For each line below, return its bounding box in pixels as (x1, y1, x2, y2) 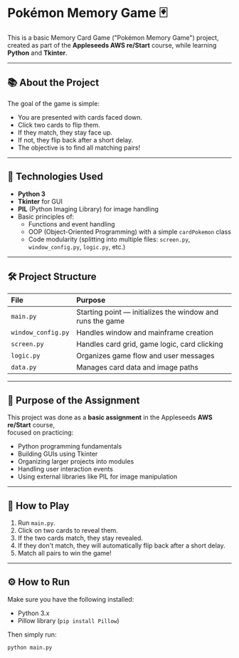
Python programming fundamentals (17, 442, 122, 451)
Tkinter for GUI (17, 197, 63, 206)
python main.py (7, 644, 53, 651)
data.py (11, 363, 37, 372)
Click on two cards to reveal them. (17, 526, 119, 534)
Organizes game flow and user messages (75, 351, 215, 361)
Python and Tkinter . (7, 48, 68, 57)
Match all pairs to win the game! (17, 549, 112, 557)
